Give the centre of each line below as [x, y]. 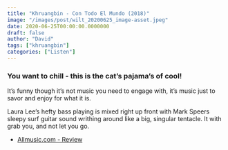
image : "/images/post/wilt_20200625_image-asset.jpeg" [88, 20]
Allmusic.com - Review [50, 140]
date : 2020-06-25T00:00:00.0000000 [58, 26]
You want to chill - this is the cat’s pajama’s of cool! [95, 76]
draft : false [26, 33]
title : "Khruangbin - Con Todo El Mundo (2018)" [78, 13]
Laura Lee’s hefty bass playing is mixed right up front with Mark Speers [108, 111]
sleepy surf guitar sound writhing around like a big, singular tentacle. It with [114, 119]
